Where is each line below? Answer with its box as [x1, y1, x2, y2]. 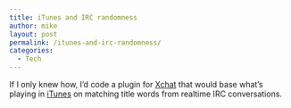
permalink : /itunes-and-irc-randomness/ [9, 37, 162, 47]
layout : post [9, 29, 58, 38]
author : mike [9, 21, 58, 30]
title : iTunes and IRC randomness [9, 12, 138, 22]
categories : [9, 46, 54, 55]
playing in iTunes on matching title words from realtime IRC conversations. [9, 88, 283, 99]
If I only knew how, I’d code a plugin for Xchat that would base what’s [9, 79, 263, 89]
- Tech [17, 54, 42, 63]
